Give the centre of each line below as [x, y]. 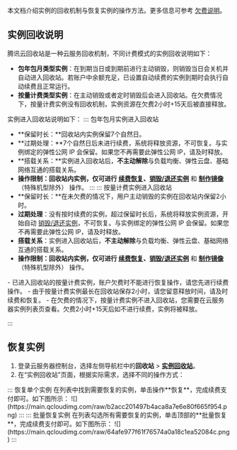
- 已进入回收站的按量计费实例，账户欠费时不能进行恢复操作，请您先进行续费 [118, 282]
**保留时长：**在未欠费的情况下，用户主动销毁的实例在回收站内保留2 [119, 196]
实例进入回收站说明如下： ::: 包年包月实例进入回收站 [83, 119]
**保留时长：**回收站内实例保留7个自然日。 [81, 134]
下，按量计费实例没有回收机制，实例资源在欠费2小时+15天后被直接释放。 [124, 104]
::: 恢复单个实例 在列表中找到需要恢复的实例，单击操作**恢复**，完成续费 [114, 390]
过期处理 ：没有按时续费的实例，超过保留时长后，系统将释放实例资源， [120, 214]
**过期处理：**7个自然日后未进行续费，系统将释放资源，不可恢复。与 [119, 143]
